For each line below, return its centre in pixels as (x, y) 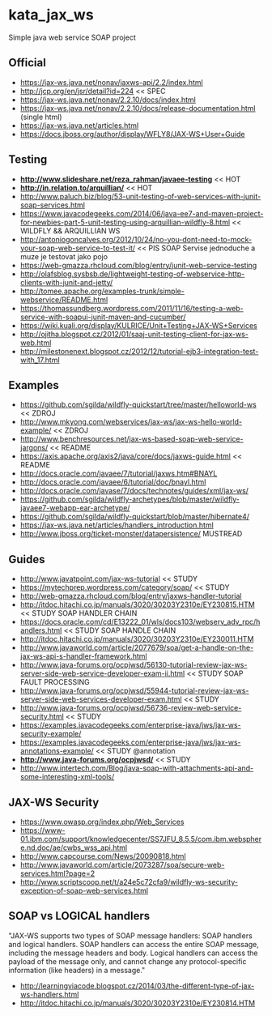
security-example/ (51, 734)
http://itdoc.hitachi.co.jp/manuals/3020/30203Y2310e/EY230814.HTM (138, 1003)
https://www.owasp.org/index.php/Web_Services (102, 822)
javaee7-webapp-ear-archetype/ (75, 508)
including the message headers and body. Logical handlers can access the (133, 953)
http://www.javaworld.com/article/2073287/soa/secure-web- (122, 865)
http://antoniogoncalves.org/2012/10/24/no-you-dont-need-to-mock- (136, 239)
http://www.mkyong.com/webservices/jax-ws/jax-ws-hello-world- (131, 422)
